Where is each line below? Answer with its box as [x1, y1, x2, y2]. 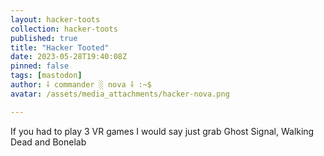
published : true [10, 33, 78, 43]
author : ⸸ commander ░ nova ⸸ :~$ [10, 80, 152, 90]
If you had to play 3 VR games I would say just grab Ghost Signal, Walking [10, 125, 315, 137]
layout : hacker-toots [10, 14, 101, 25]
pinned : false [10, 61, 70, 71]
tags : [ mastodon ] [10, 71, 83, 81]
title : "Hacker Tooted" [10, 42, 110, 53]
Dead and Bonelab [10, 136, 87, 148]
